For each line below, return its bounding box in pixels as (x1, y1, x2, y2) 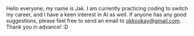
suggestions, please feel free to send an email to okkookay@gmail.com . (6, 17, 182, 24)
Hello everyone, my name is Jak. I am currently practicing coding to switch (6, 5, 188, 12)
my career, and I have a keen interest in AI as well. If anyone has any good (6, 11, 187, 18)
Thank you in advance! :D (6, 23, 69, 30)
